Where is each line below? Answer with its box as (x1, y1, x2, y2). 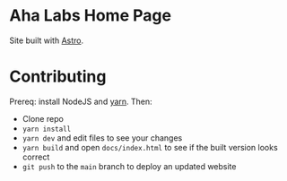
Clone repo (22, 113, 65, 124)
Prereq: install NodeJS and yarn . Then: (9, 96, 152, 107)
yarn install (22, 125, 72, 134)
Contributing (9, 66, 107, 87)
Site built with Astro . (9, 35, 84, 46)
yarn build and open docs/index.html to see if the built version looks (22, 142, 278, 152)
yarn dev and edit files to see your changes (22, 132, 183, 143)
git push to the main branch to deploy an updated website (22, 160, 237, 171)
